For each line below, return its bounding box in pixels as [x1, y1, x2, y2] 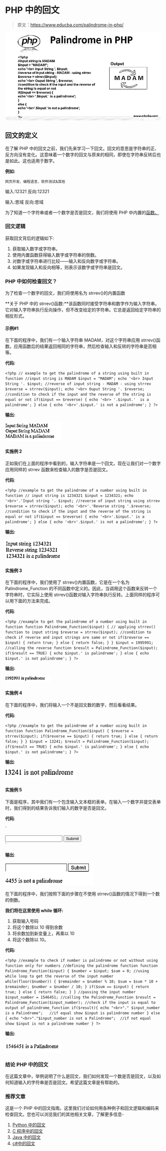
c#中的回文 [12, 1141, 36, 1147]
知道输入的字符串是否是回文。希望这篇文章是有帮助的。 [9, 1080, 122, 1085]
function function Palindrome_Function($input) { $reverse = [5, 728, 134, 733]
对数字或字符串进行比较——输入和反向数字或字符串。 [12, 258, 121, 264]
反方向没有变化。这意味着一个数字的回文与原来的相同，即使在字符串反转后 [5, 152, 157, 158]
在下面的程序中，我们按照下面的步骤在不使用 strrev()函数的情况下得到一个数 [5, 890, 160, 897]
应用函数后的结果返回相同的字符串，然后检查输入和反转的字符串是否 [13, 343, 152, 349]
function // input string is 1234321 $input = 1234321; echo [5, 493, 134, 498]
